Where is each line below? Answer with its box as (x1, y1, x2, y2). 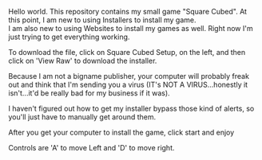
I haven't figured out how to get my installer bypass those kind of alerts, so (8, 103, 255, 113)
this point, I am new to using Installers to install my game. (8, 15, 197, 25)
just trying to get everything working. (8, 32, 130, 41)
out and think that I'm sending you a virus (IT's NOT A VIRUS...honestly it (8, 80, 248, 89)
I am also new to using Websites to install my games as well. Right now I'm (8, 24, 253, 33)
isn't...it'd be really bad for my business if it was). (8, 88, 170, 98)
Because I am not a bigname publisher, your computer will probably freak (8, 72, 250, 80)
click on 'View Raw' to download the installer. (8, 56, 157, 65)
